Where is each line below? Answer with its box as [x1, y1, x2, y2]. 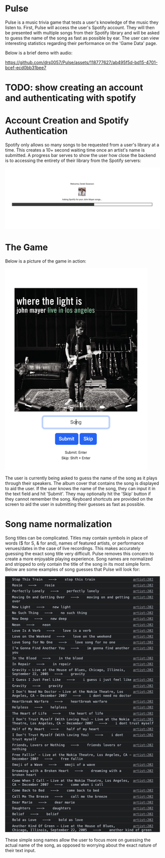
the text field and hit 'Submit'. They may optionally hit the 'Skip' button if [5, 491, 151, 497]
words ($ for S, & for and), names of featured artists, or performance [5, 540, 144, 546]
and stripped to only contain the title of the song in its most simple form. [5, 561, 151, 567]
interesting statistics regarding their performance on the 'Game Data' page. [5, 40, 158, 46]
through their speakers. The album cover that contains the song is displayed [5, 480, 160, 486]
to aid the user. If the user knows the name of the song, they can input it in [5, 485, 156, 491]
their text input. [5, 847, 36, 853]
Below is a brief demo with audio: [5, 50, 73, 56]
